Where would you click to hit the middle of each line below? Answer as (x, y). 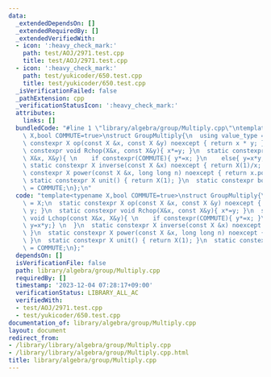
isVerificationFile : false (61, 263)
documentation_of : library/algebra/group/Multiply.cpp (102, 323)
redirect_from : (34, 338)
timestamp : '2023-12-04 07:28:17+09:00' (84, 286)
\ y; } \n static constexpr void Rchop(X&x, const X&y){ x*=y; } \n (138, 210)
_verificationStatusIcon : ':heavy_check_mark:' (97, 106)
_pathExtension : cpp (50, 98)
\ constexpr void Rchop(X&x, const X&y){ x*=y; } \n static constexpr (144, 151)
